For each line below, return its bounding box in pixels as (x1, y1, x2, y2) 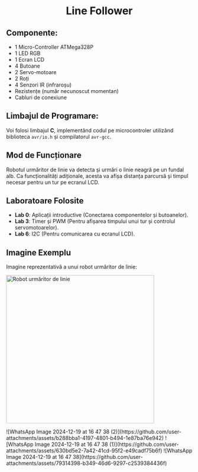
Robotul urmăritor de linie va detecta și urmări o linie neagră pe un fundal (6, 166, 184, 173)
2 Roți (14, 75, 30, 82)
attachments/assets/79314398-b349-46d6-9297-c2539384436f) (6, 460, 167, 467)
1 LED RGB (14, 50, 41, 57)
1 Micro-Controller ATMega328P (14, 43, 93, 50)
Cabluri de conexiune (14, 94, 67, 101)
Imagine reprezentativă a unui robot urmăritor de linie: (6, 263, 137, 270)
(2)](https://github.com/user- (111, 428, 182, 435)
